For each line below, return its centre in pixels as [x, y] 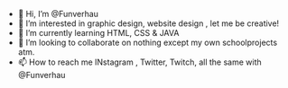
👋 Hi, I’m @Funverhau [58, 14]
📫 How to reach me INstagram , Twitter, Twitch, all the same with [139, 62]
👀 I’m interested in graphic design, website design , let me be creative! [149, 23]
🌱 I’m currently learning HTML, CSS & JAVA [98, 33]
